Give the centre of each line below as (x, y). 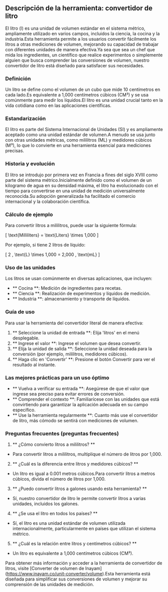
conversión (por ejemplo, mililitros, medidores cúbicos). (70, 354)
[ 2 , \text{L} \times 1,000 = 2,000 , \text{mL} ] (53, 255)
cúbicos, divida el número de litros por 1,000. (59, 479)
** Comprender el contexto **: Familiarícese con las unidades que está (86, 399)
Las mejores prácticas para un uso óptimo (57, 378)
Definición (18, 78)
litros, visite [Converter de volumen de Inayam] (53, 568)
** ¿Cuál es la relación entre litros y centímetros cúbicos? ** (74, 544)
